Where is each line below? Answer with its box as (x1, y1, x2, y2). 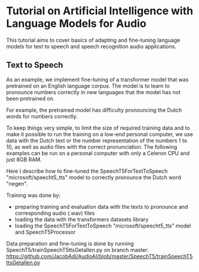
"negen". (6, 180, 28, 187)
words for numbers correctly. (6, 112, 78, 120)
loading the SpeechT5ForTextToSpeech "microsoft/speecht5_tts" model (14, 222, 191, 229)
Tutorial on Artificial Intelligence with (6, 4, 194, 18)
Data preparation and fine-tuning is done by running (6, 240, 134, 247)
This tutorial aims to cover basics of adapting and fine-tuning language (6, 36, 181, 43)
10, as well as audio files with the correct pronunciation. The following (6, 143, 178, 150)
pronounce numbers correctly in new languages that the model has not (6, 88, 181, 96)
